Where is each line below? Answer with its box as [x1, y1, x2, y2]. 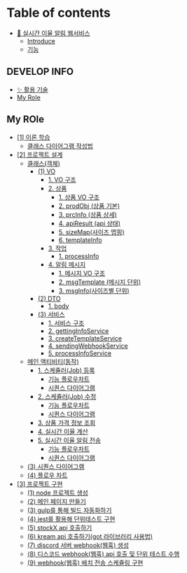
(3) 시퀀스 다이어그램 [27, 462, 85, 470]
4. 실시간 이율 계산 [37, 427, 88, 435]
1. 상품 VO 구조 [58, 192, 99, 201]
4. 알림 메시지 [48, 260, 86, 269]
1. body [48, 302, 69, 310]
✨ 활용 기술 [16, 85, 48, 94]
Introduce [27, 36, 55, 45]
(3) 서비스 [37, 310, 65, 318]
